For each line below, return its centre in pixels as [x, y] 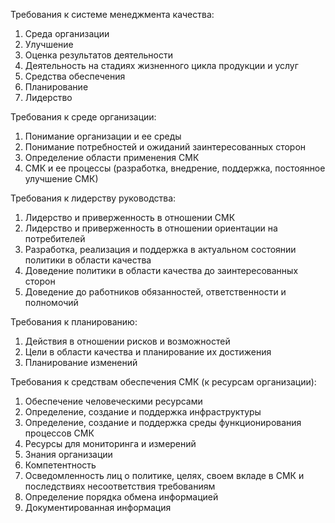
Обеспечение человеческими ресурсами [113, 401]
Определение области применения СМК [112, 157]
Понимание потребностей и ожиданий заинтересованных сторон [165, 147]
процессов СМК [59, 433]
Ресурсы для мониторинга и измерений [110, 443]
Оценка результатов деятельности [98, 55]
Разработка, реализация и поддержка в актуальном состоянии [160, 249]
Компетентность [60, 465]
